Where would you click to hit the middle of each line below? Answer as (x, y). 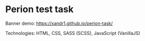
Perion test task (39, 9)
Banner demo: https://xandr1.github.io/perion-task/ (59, 23)
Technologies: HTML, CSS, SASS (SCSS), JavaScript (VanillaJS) (73, 33)
